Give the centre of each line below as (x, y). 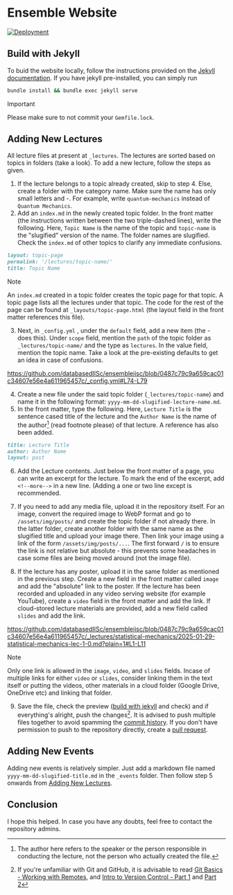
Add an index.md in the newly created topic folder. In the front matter (115, 214)
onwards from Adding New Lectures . (60, 783)
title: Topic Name (34, 268)
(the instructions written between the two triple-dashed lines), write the (119, 220)
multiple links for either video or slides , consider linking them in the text (110, 678)
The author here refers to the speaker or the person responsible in (112, 849)
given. (16, 171)
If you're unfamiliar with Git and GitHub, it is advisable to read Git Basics (120, 869)
